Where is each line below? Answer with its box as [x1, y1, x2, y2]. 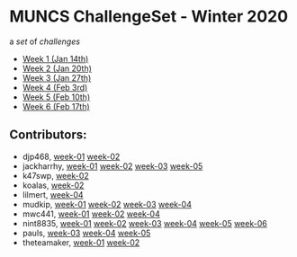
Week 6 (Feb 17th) [22, 101, 90, 111]
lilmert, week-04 [22, 189, 84, 199]
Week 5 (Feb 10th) [22, 92, 91, 102]
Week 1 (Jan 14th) [22, 53, 89, 64]
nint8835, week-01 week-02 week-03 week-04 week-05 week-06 [22, 217, 267, 228]
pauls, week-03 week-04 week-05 [22, 227, 151, 238]
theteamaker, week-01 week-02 [22, 236, 140, 248]
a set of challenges [9, 36, 81, 47]
